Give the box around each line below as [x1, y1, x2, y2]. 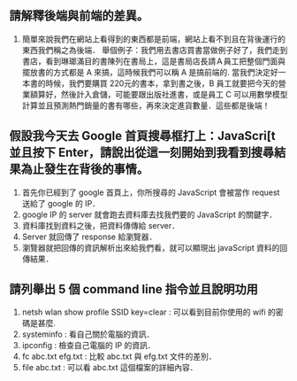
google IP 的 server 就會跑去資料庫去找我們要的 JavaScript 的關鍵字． [21, 209, 277, 220]
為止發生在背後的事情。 [20, 162, 148, 177]
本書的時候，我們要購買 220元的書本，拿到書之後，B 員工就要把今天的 [21, 78, 278, 89]
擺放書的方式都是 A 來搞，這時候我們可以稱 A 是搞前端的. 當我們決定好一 [21, 66, 286, 77]
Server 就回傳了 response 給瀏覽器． [21, 231, 157, 242]
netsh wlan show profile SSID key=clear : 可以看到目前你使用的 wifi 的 [21, 307, 277, 317]
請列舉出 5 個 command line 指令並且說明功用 [9, 282, 258, 297]
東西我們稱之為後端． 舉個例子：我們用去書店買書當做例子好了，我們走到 [21, 44, 288, 55]
